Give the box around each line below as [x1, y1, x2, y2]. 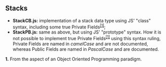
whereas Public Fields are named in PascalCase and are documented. [12, 46, 159, 52]
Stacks [5, 4, 28, 13]
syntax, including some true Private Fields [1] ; [12, 23, 106, 30]
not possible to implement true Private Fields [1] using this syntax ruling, [12, 35, 161, 42]
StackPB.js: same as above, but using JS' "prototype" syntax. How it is [12, 29, 161, 35]
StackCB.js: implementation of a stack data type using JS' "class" [12, 17, 151, 23]
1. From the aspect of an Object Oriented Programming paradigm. [5, 56, 142, 62]
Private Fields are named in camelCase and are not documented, [12, 41, 148, 47]
